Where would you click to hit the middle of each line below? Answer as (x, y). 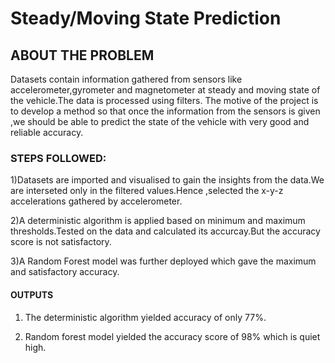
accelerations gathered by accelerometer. (96, 201)
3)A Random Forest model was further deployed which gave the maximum (163, 261)
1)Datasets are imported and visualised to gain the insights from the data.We (167, 180)
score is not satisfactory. (61, 242)
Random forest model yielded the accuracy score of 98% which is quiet (172, 336)
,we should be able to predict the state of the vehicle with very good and (160, 121)
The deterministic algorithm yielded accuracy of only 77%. (145, 317)
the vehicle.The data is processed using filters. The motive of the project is (164, 100)
